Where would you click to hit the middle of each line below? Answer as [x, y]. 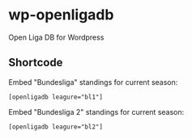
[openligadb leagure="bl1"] [56, 97]
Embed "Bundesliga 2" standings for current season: [96, 112]
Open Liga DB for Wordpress [56, 37]
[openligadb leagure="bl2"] [56, 127]
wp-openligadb [61, 15]
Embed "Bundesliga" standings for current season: [93, 82]
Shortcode [36, 63]
